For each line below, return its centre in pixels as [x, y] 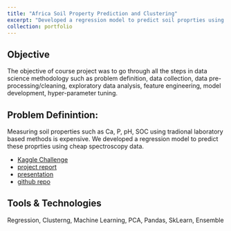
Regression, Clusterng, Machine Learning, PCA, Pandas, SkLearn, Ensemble [115, 220]
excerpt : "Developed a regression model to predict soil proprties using [116, 20]
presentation [35, 174]
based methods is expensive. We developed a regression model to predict [113, 139]
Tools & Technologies [54, 204]
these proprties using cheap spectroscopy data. [75, 146]
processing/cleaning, [37, 86]
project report [37, 167]
